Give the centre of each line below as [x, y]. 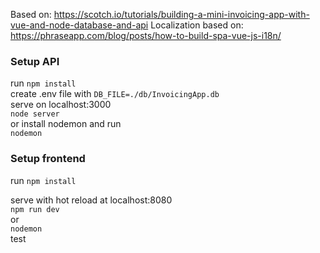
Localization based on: [197, 25]
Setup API [35, 61]
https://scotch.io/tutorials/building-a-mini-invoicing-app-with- [181, 14]
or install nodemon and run [66, 124]
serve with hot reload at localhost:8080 [91, 200]
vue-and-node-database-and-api [79, 25]
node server [35, 114]
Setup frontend [48, 159]
